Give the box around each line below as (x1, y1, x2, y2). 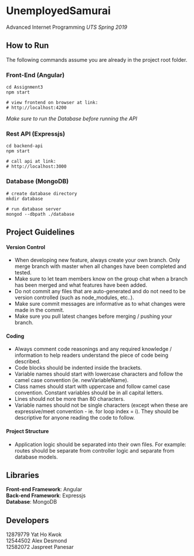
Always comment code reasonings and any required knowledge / (14, 346, 172, 353)
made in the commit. (14, 307, 64, 314)
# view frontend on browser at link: (6, 100, 98, 106)
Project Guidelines (6, 227, 75, 237)
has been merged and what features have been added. (14, 282, 148, 289)
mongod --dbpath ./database (6, 211, 75, 217)
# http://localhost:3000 (6, 163, 67, 170)
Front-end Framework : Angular (6, 486, 83, 493)
